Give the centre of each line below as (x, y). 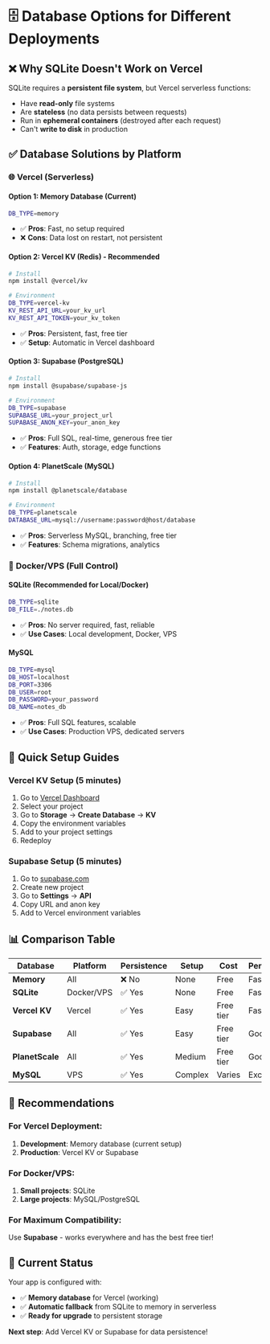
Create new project (52, 887)
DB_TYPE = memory (34, 213)
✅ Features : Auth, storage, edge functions (90, 447)
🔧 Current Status (51, 1262)
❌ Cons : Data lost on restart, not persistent (91, 238)
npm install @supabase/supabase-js (68, 386)
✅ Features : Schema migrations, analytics (90, 544)
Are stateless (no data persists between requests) (103, 112)
